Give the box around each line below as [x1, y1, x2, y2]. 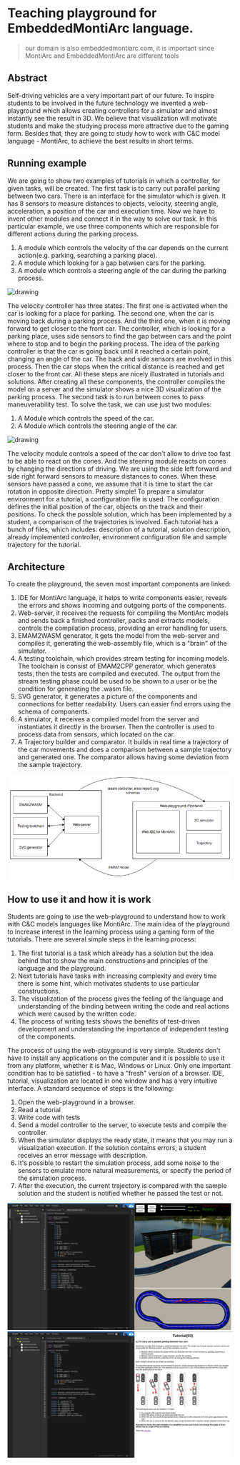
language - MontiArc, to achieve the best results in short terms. [7, 136, 194, 145]
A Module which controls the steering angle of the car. [17, 421, 179, 430]
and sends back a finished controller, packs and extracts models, [17, 616, 210, 625]
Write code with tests [17, 1113, 81, 1122]
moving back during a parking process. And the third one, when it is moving [7, 316, 231, 325]
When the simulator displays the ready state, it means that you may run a [17, 1136, 233, 1144]
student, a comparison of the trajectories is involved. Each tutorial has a [7, 517, 219, 526]
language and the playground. [17, 964, 106, 973]
